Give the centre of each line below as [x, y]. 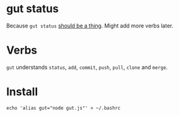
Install [22, 92]
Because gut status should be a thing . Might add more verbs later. [90, 26]
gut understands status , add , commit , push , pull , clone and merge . [87, 67]
